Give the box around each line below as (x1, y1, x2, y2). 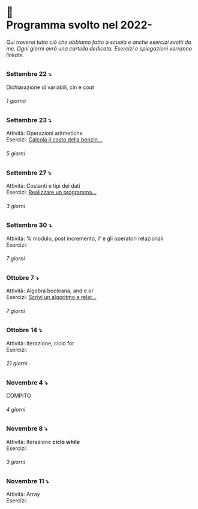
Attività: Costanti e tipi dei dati (6, 182, 80, 189)
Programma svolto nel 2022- (6, 18, 153, 32)
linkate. (6, 51, 25, 58)
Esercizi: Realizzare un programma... (6, 188, 97, 196)
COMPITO (6, 392, 31, 399)
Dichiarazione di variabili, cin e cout (6, 84, 94, 91)
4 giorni (6, 406, 26, 413)
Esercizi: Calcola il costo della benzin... (6, 136, 103, 143)
